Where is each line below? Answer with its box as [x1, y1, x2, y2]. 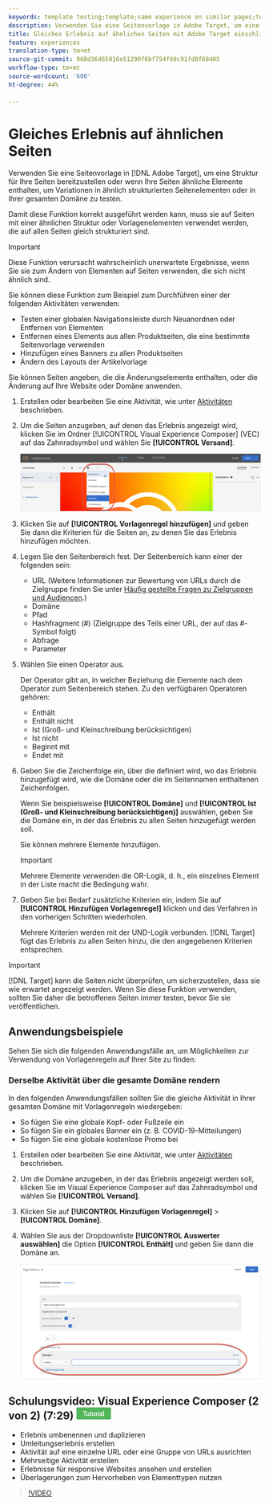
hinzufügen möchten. [19, 536, 91, 546]
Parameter [31, 644, 66, 654]
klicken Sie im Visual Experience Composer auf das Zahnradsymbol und [19, 1182, 258, 1192]
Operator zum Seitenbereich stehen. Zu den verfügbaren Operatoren [19, 683, 247, 694]
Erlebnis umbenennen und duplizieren [19, 1430, 146, 1440]
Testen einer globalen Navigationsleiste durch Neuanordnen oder [19, 314, 236, 324]
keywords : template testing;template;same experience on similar [8, 13, 231, 21]
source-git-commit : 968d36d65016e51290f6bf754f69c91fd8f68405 [8, 55, 220, 63]
